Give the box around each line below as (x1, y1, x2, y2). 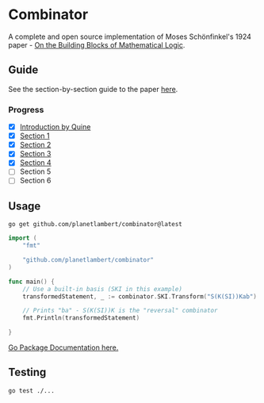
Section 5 (19, 167, 52, 176)
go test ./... (8, 386, 55, 394)
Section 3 (19, 149, 52, 159)
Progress (8, 104, 44, 115)
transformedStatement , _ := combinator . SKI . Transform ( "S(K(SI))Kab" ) (22, 292, 258, 301)
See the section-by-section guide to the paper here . (8, 84, 178, 94)
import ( (8, 234, 37, 243)
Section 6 (19, 176, 52, 186)
